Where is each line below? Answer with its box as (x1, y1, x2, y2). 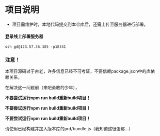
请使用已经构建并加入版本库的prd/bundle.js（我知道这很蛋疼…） (5, 126, 133, 132)
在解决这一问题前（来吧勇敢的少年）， (5, 85, 80, 91)
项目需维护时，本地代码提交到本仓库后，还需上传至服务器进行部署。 (12, 21, 148, 27)
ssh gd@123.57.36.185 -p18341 (5, 45, 66, 49)
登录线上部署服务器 (5, 33, 44, 39)
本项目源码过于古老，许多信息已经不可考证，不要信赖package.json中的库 (5, 68, 151, 74)
